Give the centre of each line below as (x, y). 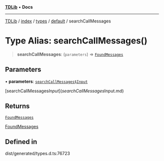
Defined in (21, 142)
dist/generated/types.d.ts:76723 (38, 154)
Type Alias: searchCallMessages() (76, 41)
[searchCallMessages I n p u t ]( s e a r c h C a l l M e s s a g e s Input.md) (64, 91)
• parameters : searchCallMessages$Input (46, 81)
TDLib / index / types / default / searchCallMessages (58, 21)
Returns (18, 106)
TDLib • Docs (19, 7)
